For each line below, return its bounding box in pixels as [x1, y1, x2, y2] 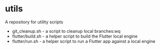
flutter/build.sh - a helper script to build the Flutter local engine [12, 33, 138, 39]
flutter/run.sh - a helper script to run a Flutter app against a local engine [12, 38, 156, 44]
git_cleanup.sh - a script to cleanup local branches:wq [12, 28, 121, 34]
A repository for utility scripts [5, 19, 64, 25]
